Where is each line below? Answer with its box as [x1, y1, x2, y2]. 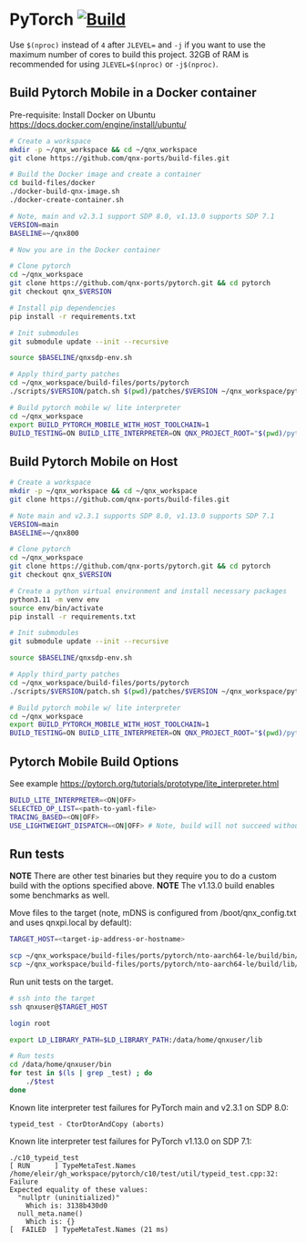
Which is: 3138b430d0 [25, 1201, 107, 1210]
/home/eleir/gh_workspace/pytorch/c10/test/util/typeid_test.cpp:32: [9, 1169, 280, 1178]
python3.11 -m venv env [9, 595, 100, 604]
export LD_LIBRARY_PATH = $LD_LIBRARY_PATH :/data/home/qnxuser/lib [9, 1035, 262, 1044]
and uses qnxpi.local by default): [9, 917, 132, 929]
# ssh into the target [9, 993, 96, 1002]
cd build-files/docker [9, 179, 96, 188]
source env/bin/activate [9, 603, 104, 612]
